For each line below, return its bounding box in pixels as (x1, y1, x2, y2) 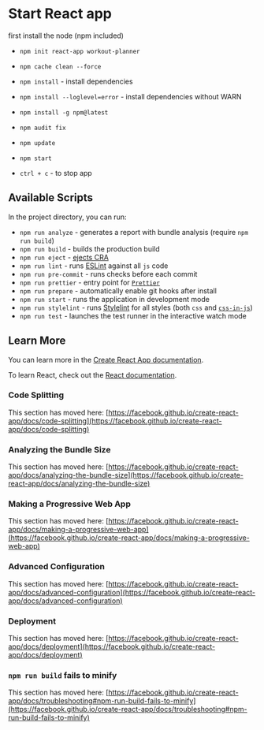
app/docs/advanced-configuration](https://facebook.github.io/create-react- (8, 587, 256, 597)
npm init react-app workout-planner (19, 47, 140, 55)
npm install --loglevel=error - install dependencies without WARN (19, 91, 242, 101)
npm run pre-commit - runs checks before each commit (19, 269, 198, 278)
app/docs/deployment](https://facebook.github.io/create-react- (8, 642, 215, 651)
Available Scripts (8, 191, 93, 205)
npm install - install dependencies (19, 76, 133, 86)
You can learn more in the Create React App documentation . (8, 355, 204, 364)
